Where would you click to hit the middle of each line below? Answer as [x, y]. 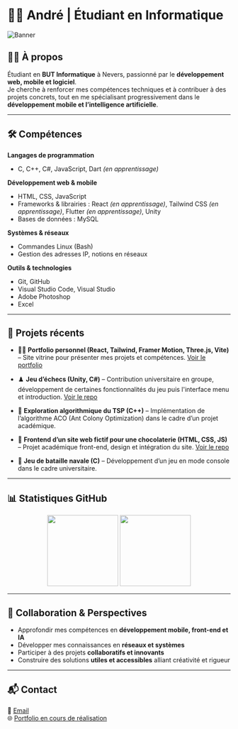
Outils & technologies [40, 268]
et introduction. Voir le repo [57, 397]
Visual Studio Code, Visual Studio [66, 289]
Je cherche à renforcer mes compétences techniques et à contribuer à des [117, 89]
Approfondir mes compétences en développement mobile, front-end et [123, 630]
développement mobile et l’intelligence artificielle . [83, 104]
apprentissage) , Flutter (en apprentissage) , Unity [89, 211]
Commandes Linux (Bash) [55, 246]
